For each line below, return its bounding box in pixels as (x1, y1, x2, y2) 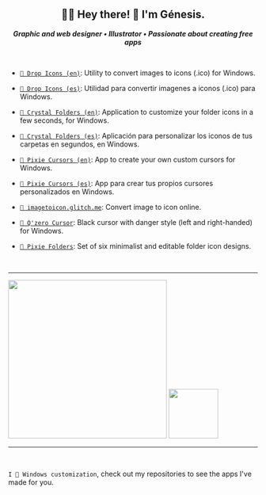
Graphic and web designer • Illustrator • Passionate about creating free (13, 29, 253, 38)
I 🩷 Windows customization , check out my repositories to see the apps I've (8, 469, 252, 478)
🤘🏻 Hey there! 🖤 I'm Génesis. (61, 8, 205, 21)
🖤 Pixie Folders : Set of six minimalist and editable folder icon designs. (19, 241, 252, 250)
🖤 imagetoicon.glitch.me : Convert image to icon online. (19, 202, 202, 211)
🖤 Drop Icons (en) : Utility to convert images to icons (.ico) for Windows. (19, 68, 256, 78)
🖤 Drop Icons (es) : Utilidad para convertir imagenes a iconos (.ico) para (19, 83, 256, 93)
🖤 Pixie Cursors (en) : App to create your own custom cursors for (19, 154, 236, 164)
